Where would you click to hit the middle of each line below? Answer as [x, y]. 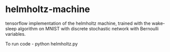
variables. [15, 34]
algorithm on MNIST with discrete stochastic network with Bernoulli [88, 28]
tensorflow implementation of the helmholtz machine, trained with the [78, 23]
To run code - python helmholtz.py [42, 43]
